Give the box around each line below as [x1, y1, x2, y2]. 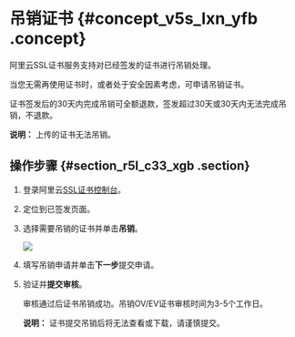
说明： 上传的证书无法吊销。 [9, 128, 116, 139]
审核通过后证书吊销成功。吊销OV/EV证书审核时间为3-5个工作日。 [22, 298, 269, 309]
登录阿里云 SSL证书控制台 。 [22, 184, 126, 195]
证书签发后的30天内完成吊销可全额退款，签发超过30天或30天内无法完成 [9, 97, 280, 109]
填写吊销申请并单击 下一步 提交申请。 [22, 259, 159, 270]
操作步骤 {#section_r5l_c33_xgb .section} [9, 158, 250, 174]
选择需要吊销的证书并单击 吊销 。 [22, 222, 143, 233]
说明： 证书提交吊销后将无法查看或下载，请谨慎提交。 [22, 317, 225, 328]
